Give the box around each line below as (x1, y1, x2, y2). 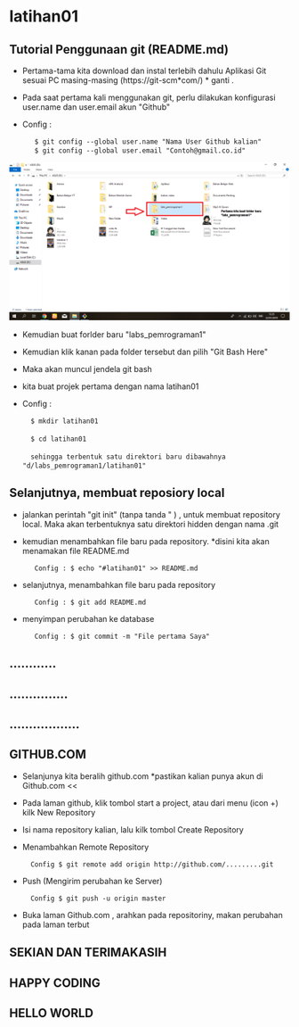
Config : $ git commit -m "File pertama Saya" (34, 632, 211, 641)
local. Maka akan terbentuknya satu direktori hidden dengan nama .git (21, 518, 279, 529)
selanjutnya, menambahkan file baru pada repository (21, 579, 216, 590)
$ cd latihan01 (30, 435, 87, 443)
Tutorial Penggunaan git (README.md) (9, 42, 230, 57)
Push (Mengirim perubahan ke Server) (21, 875, 163, 886)
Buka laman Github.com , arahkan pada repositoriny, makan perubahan (21, 909, 283, 920)
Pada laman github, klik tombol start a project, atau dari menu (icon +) (21, 797, 279, 808)
